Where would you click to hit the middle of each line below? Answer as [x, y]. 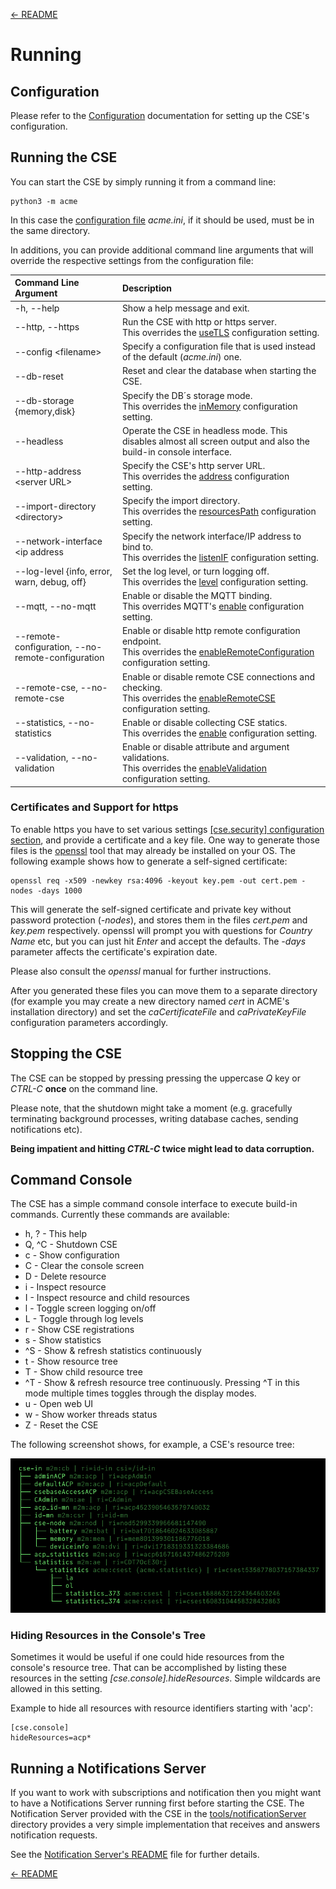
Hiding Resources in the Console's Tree [108, 1636]
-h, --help [37, 308]
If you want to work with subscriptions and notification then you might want [166, 1793]
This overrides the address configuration [205, 476]
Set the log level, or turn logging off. [195, 571]
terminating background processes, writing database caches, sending [154, 1118]
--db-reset [39, 376]
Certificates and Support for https [94, 807]
